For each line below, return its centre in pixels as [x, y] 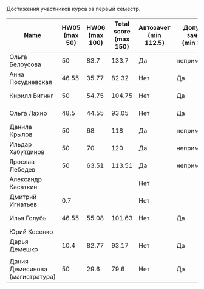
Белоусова [25, 64]
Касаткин [23, 187]
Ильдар [21, 144]
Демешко [24, 249]
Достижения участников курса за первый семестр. [73, 9]
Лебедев [22, 169]
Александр [26, 179]
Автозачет [155, 28]
